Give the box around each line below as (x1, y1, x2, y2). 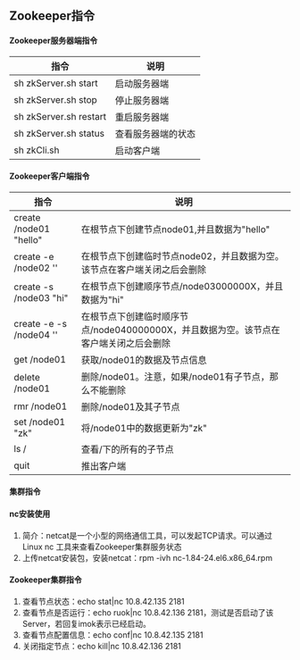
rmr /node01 (13, 400, 68, 413)
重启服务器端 (114, 111, 170, 123)
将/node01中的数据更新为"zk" (80, 422, 207, 434)
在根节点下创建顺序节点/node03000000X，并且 (80, 280, 284, 292)
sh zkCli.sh (13, 144, 60, 156)
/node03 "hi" (13, 291, 69, 304)
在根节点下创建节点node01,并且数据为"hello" (80, 222, 271, 235)
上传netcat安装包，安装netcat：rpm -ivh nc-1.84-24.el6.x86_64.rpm (21, 552, 273, 563)
